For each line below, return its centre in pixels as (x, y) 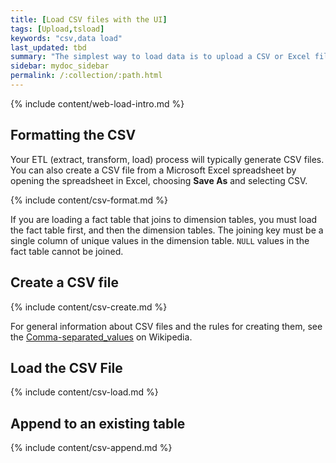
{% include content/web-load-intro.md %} (97, 103)
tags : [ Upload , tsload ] (57, 29)
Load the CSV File (66, 367)
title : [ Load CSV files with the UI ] (89, 19)
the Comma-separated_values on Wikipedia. (101, 337)
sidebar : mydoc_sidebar (60, 66)
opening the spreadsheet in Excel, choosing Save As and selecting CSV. (159, 180)
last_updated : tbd (48, 47)
